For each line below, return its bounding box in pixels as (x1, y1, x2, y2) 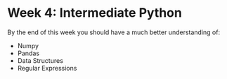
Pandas (17, 49, 40, 57)
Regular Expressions (17, 64, 77, 72)
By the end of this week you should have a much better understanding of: (7, 28, 220, 36)
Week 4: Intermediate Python (7, 5, 183, 21)
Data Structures (17, 56, 63, 64)
